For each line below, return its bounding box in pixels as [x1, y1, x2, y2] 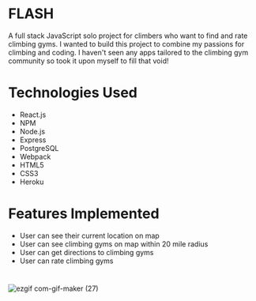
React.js [19, 110, 47, 119]
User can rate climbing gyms [19, 256, 114, 265]
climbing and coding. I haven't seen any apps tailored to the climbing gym [8, 47, 249, 57]
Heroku [19, 177, 44, 186]
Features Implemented [8, 205, 160, 223]
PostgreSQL [19, 143, 59, 152]
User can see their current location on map [19, 231, 160, 240]
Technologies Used [8, 84, 138, 102]
